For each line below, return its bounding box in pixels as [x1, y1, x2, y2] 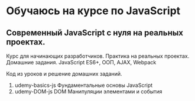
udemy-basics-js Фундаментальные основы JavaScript [14, 82, 153, 89]
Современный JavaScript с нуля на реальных [6, 28, 184, 38]
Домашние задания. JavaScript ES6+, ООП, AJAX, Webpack [6, 59, 157, 66]
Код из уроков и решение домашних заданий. [6, 70, 122, 77]
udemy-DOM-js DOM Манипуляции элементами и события [14, 88, 162, 95]
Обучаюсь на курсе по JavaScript [6, 4, 181, 18]
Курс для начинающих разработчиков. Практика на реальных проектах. [6, 53, 190, 60]
